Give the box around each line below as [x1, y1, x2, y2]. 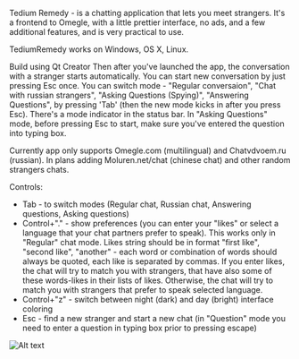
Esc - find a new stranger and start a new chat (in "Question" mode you [21, 313, 287, 323]
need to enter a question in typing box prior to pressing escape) [21, 322, 257, 333]
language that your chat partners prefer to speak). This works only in [21, 227, 277, 238]
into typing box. [9, 128, 67, 138]
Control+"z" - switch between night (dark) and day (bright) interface [21, 295, 274, 304]
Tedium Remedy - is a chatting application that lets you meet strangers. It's [9, 8, 286, 18]
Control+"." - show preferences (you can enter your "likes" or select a [21, 218, 279, 228]
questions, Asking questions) [21, 209, 129, 218]
